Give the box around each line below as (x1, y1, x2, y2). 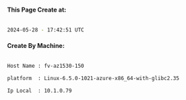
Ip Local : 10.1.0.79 (7, 88, 72, 95)
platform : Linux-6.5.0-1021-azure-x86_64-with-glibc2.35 (7, 75, 180, 82)
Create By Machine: (7, 41, 65, 49)
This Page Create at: (7, 5, 67, 14)
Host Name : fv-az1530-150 (7, 62, 84, 70)
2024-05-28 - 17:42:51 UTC (7, 27, 84, 34)
